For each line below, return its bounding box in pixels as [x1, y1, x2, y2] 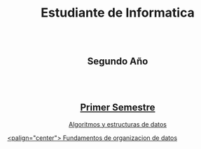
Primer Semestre [80, 102, 155, 113]
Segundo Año [87, 56, 148, 68]
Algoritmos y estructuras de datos [69, 120, 167, 128]
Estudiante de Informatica [41, 5, 195, 21]
